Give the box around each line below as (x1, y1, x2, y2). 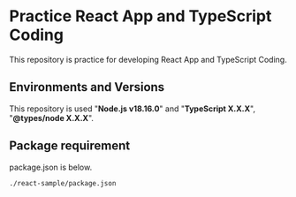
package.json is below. (9, 162, 93, 172)
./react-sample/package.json (9, 178, 117, 187)
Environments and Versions (9, 80, 165, 95)
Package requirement (9, 139, 131, 154)
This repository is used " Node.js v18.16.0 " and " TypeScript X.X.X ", (9, 103, 256, 114)
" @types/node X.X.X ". (9, 112, 95, 123)
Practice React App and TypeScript (9, 6, 272, 27)
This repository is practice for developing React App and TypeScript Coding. (9, 54, 287, 64)
